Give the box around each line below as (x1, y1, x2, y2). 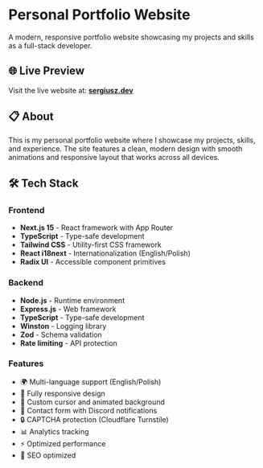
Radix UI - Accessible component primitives (19, 257, 166, 267)
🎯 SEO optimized (19, 450, 76, 460)
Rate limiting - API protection (19, 338, 118, 347)
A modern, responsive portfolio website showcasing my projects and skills (8, 32, 255, 42)
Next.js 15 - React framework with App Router (19, 223, 174, 232)
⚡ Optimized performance (19, 438, 106, 448)
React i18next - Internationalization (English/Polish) (19, 248, 191, 258)
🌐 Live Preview (8, 64, 85, 78)
